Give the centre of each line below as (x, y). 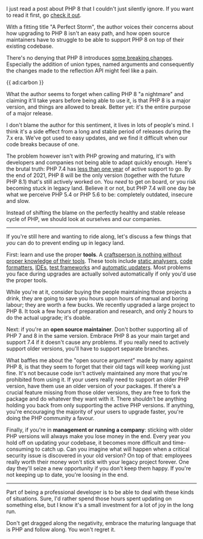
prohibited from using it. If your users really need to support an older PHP (98, 379)
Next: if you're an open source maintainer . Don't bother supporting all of (97, 329)
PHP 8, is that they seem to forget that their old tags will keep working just (98, 367)
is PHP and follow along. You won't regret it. (61, 529)
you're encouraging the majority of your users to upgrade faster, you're (95, 412)
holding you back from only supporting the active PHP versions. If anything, (100, 405)
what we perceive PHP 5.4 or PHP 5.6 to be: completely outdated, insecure (100, 195)
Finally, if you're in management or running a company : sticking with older (100, 430)
